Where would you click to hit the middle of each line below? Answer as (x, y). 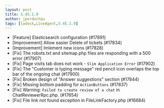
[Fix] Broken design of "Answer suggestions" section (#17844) (76, 79)
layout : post (18, 10)
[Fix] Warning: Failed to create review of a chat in (66, 90)
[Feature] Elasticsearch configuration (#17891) (59, 37)
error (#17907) (27, 58)
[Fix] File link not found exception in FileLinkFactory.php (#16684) (79, 100)
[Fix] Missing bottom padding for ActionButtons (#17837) (70, 85)
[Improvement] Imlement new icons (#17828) (58, 48)
